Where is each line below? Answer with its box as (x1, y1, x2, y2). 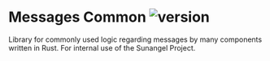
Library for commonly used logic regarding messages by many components (8, 35, 263, 44)
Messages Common (8, 8, 146, 26)
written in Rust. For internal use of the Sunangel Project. (8, 43, 196, 52)
